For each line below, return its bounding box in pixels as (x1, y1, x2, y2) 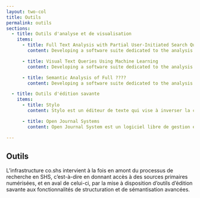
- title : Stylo (21, 102, 60, 108)
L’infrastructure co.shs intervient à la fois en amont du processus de (6, 167, 174, 174)
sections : (6, 25, 31, 32)
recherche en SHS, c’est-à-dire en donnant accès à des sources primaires (6, 174, 188, 181)
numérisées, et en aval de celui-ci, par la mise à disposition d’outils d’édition (6, 180, 193, 187)
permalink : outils (6, 20, 52, 26)
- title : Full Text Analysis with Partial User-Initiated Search (21, 42, 187, 48)
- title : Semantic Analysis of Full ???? (21, 75, 127, 81)
